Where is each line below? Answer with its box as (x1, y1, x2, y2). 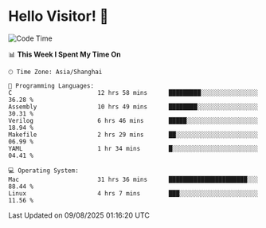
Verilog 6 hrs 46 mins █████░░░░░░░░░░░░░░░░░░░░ (8, 116, 259, 124)
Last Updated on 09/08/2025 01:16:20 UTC (8, 210, 150, 220)
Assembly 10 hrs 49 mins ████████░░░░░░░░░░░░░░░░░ (8, 103, 259, 111)
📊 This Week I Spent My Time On (8, 49, 121, 59)
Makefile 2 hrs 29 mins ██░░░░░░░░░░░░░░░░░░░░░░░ (8, 131, 259, 139)
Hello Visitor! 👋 (8, 7, 109, 26)
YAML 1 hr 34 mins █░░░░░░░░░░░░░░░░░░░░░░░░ (8, 144, 259, 152)
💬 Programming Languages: (8, 81, 94, 90)
